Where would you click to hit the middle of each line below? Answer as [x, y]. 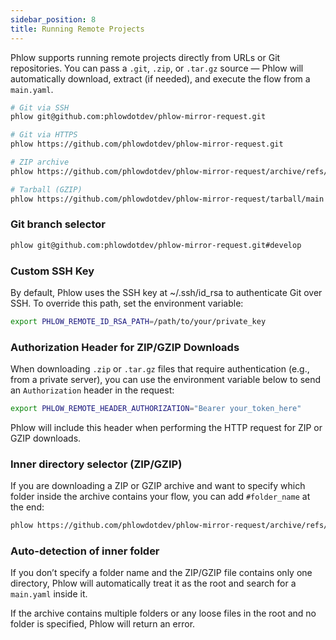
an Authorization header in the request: [92, 390]
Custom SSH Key [52, 271]
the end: [27, 507]
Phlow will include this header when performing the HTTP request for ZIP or [166, 428]
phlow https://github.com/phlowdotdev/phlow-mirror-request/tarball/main [167, 199]
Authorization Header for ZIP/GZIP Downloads [125, 347]
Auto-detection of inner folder [85, 551]
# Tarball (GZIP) [46, 189]
